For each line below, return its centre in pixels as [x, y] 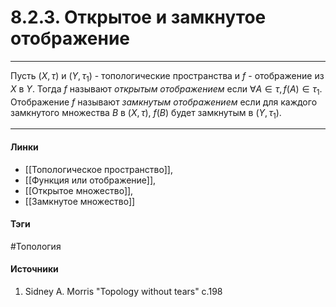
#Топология [36, 246]
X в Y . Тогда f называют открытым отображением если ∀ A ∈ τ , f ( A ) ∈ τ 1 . [166, 89]
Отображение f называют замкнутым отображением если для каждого [164, 102]
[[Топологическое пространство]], [98, 169]
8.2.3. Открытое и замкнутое [138, 17]
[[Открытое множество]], [79, 190]
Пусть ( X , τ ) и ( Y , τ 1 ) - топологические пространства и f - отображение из [167, 76]
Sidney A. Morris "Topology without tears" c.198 [123, 291]
